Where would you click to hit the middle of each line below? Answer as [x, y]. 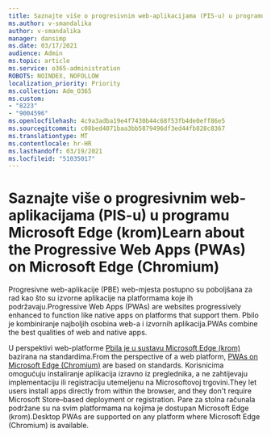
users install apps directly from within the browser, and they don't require [130, 391]
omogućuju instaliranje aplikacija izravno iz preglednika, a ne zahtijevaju [128, 374]
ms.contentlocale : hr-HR [50, 143]
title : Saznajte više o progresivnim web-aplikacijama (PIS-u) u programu [137, 16]
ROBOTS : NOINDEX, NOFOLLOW [54, 76]
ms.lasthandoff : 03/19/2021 [56, 151]
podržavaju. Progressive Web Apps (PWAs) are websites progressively [125, 307]
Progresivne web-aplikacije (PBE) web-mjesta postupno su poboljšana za [130, 290]
